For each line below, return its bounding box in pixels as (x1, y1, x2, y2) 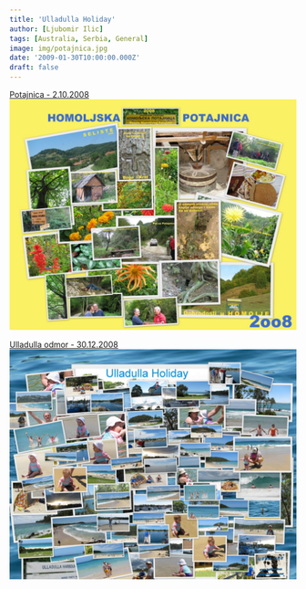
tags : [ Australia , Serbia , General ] (9, 34, 148, 43)
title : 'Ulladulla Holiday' (9, 15, 117, 24)
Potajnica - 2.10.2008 (9, 89, 89, 100)
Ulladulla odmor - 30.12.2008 (9, 339, 118, 350)
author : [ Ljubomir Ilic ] (9, 24, 104, 34)
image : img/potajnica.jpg (9, 44, 107, 53)
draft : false (9, 63, 59, 72)
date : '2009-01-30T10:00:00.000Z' (9, 53, 141, 63)
